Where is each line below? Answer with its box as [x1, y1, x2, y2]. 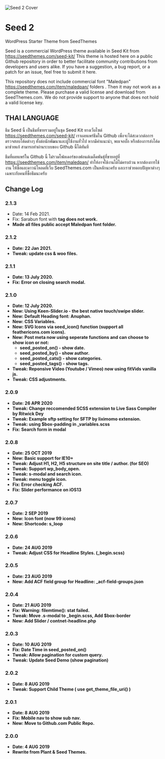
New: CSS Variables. [12, 319, 56, 325]
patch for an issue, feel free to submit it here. [5, 69, 97, 75]
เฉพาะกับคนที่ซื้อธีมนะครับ [5, 170, 47, 176]
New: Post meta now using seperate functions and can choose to [12, 334, 149, 340]
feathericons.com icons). [12, 329, 66, 335]
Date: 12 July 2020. [12, 303, 53, 309]
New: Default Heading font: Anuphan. [12, 313, 91, 319]
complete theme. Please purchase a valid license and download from [5, 89, 146, 95]
